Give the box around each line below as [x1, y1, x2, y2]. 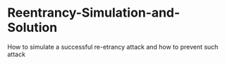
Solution [7, 19, 58, 35]
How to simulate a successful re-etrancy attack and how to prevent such [7, 42, 219, 51]
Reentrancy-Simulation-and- [7, 5, 181, 21]
